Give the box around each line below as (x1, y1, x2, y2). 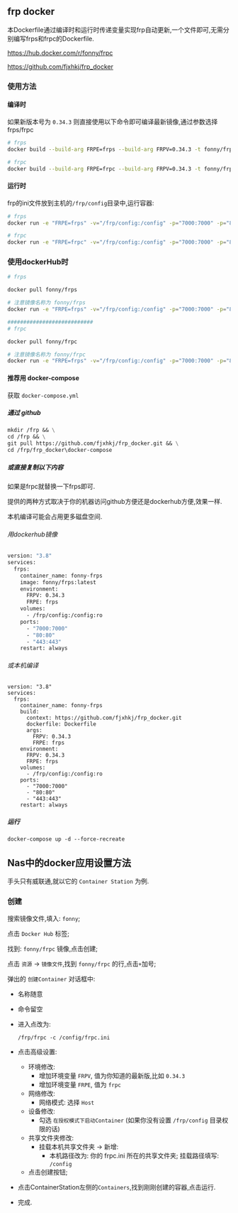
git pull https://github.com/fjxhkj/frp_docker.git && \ (7, 440, 179, 447)
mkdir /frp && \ (7, 426, 55, 434)
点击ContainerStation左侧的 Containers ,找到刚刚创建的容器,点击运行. (17, 1182, 216, 1191)
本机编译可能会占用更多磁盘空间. (7, 512, 103, 521)
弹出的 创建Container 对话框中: (7, 974, 96, 983)
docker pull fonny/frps (7, 286, 78, 293)
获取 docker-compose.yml (7, 391, 79, 399)
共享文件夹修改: (28, 1133, 74, 1142)
